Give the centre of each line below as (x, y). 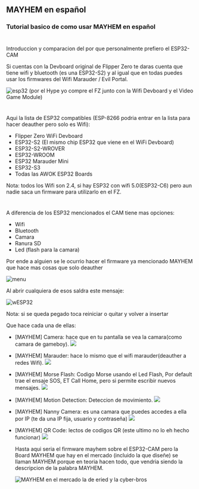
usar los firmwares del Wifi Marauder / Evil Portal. (67, 79)
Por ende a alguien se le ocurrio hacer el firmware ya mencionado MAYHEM (99, 261)
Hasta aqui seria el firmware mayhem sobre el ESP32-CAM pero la (97, 449)
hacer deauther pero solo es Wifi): (48, 124)
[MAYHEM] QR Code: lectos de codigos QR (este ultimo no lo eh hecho (102, 430)
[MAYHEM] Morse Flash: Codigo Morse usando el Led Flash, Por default (103, 374)
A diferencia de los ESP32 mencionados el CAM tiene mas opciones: (90, 213)
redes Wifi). (29, 362)
